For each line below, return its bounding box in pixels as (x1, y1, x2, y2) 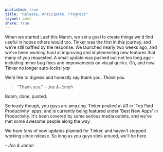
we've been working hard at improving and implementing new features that (5, 50, 156, 56)
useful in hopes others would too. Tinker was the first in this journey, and (5, 39, 151, 45)
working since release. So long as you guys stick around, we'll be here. (5, 133, 147, 139)
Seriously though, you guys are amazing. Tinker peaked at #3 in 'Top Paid (5, 103, 153, 109)
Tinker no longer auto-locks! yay (5, 65, 71, 71)
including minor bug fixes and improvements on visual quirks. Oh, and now (5, 60, 155, 66)
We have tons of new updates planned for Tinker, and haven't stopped (5, 128, 146, 134)
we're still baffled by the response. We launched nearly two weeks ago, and (5, 44, 157, 50)
